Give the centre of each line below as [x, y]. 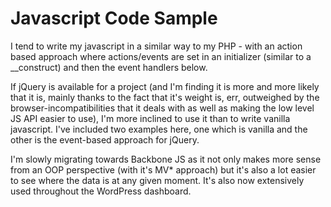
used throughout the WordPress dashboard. [101, 191]
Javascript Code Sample [114, 18]
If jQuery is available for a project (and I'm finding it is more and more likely [165, 86]
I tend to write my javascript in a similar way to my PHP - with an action [156, 46]
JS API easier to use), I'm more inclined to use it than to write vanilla [150, 118]
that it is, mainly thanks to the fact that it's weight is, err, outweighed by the [165, 97]
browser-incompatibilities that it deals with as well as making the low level [162, 108]
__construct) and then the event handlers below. [109, 67]
